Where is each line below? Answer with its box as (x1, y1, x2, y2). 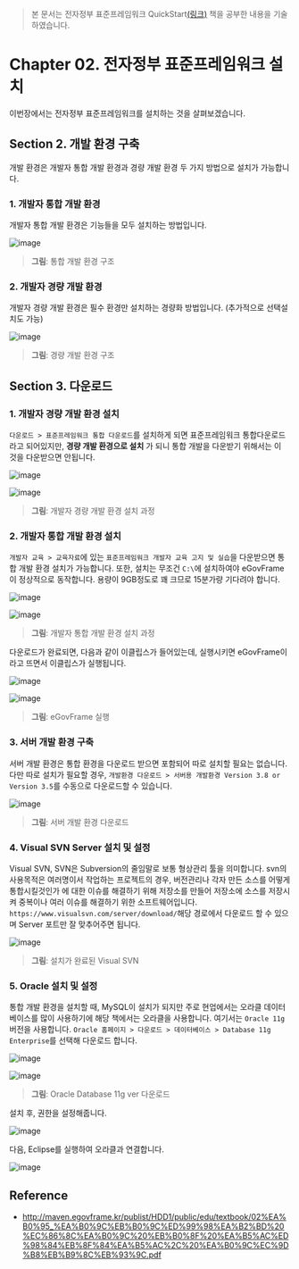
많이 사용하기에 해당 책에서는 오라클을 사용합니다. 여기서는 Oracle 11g (39, 1013, 286, 1023)
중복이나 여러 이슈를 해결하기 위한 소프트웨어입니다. (18, 897, 198, 907)
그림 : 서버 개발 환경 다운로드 (30, 816, 129, 827)
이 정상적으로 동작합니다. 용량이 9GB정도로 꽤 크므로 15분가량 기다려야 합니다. (9, 574, 281, 585)
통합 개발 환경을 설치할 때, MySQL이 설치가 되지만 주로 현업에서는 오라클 (9, 1002, 262, 1013)
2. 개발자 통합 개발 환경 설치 (9, 530, 122, 542)
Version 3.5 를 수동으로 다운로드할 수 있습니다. (9, 781, 172, 791)
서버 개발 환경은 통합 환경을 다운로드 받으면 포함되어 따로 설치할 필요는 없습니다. (9, 758, 288, 769)
